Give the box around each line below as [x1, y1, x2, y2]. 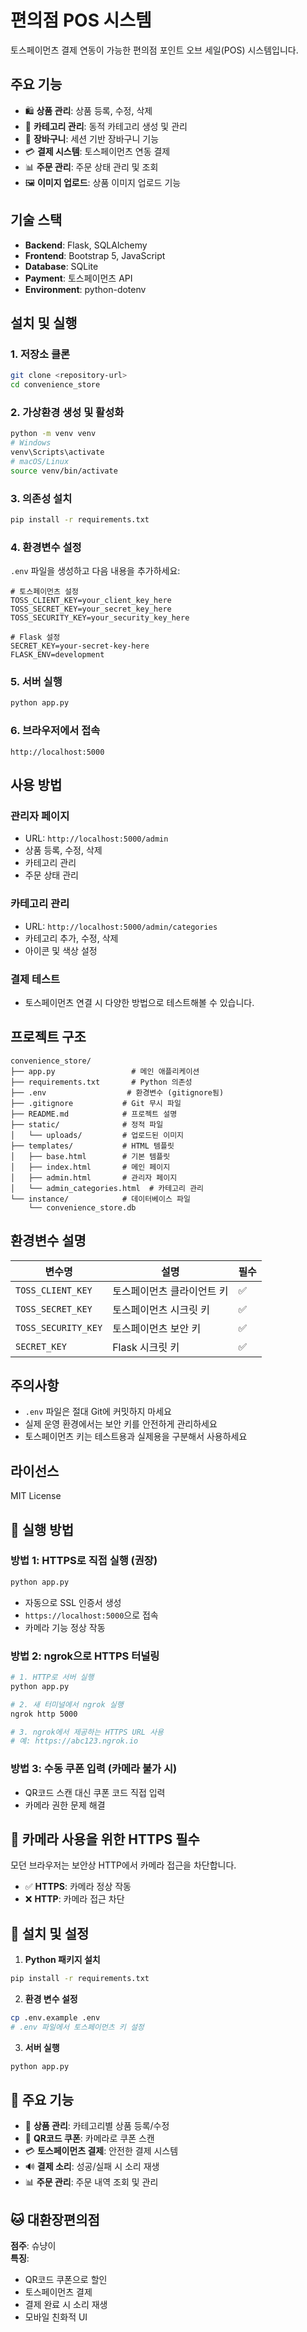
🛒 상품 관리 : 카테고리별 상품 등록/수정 [24, 2120, 170, 2132]
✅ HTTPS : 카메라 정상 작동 [24, 1881, 132, 1893]
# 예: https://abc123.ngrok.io [10, 1736, 139, 1746]
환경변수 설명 [10, 1232, 87, 1250]
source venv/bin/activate [10, 466, 118, 476]
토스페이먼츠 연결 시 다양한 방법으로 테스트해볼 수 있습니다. [24, 996, 255, 1008]
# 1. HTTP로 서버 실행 [10, 1672, 95, 1682]
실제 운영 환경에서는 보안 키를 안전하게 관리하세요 [24, 1418, 218, 1430]
